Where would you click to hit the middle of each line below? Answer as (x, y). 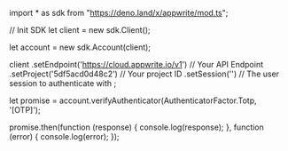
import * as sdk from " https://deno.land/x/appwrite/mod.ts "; (119, 13)
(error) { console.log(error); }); (64, 136)
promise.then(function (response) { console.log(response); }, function (136, 127)
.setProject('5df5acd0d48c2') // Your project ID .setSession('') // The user (144, 74)
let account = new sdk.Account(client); (80, 47)
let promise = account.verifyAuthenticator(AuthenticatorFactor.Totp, (133, 100)
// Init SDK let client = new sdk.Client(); (80, 30)
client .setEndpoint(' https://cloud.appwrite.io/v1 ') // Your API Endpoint (136, 64)
